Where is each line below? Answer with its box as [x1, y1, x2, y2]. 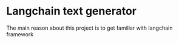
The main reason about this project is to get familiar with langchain [6, 24, 173, 31]
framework [6, 30, 34, 38]
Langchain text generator [6, 4, 137, 18]
